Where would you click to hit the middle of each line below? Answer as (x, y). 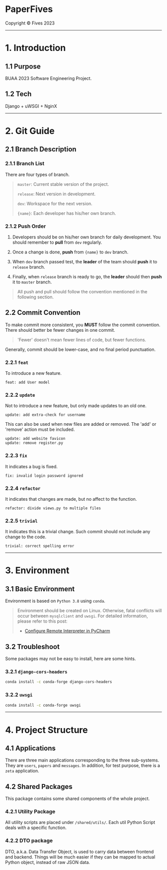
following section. (35, 297)
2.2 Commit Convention (43, 313)
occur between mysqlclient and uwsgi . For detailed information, (83, 616)
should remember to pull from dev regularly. (57, 242)
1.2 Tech (18, 94)
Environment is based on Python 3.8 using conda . (55, 601)
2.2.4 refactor (23, 488)
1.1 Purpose (23, 66)
